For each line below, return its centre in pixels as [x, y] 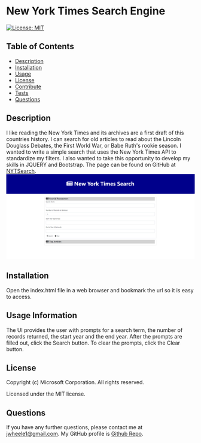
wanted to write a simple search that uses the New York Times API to [91, 152]
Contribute [28, 86]
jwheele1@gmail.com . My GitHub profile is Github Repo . [75, 434]
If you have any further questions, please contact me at [74, 427]
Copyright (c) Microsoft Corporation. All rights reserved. [75, 382]
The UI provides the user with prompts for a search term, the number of [95, 330]
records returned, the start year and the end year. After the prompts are [94, 336]
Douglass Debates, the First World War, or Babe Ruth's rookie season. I [94, 145]
